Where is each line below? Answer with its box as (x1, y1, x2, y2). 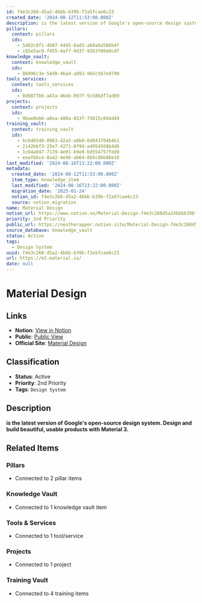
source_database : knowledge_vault (6, 227, 93, 233)
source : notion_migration (11, 199, 77, 205)
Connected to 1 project (14, 561, 72, 568)
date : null (6, 261, 34, 267)
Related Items (6, 443, 59, 454)
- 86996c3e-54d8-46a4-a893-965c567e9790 (17, 70, 120, 77)
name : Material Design (6, 205, 63, 211)
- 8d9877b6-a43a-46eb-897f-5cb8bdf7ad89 (17, 93, 120, 99)
